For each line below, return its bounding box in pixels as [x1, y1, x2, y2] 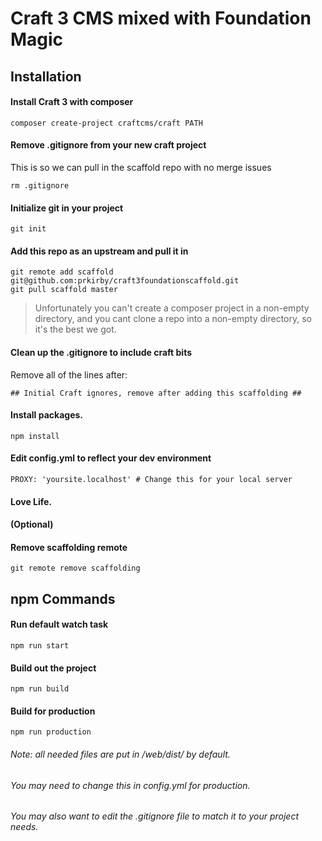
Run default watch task [10, 618, 109, 631]
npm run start [10, 640, 70, 651]
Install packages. [10, 409, 83, 421]
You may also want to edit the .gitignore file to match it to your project [10, 810, 299, 822]
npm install [10, 431, 60, 441]
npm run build [10, 684, 70, 694]
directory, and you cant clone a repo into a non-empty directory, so [34, 313, 312, 325]
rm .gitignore [10, 180, 70, 191]
